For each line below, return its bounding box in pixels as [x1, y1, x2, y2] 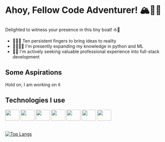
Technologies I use [5, 96, 65, 104]
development [12, 53, 40, 59]
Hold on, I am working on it [5, 81, 61, 87]
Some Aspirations [5, 68, 62, 77]
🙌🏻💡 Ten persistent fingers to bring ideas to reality [12, 37, 116, 43]
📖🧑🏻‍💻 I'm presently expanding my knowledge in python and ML [12, 43, 144, 49]
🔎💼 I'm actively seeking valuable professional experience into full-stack [12, 48, 160, 54]
